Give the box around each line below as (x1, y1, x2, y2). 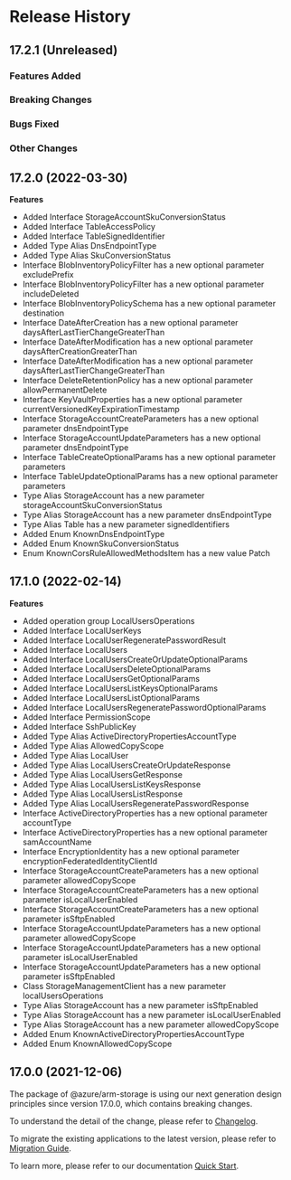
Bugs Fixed (9, 118, 60, 130)
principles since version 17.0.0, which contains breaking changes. (9, 1098, 253, 1109)
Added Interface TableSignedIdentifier (22, 231, 165, 241)
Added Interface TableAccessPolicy (22, 222, 156, 232)
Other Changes (9, 142, 79, 155)
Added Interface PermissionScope (22, 712, 151, 722)
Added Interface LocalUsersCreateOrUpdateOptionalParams (22, 654, 249, 665)
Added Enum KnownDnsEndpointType (22, 529, 165, 540)
